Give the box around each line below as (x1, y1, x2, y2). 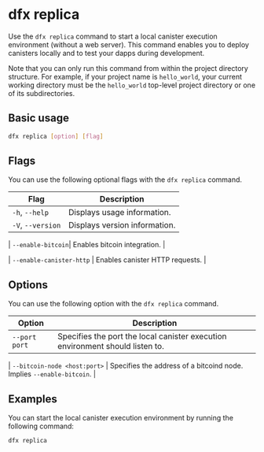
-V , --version (12, 220, 61, 231)
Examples (8, 392, 57, 406)
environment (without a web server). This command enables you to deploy (8, 39, 250, 49)
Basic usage (8, 112, 69, 125)
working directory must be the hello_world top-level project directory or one (8, 80, 256, 90)
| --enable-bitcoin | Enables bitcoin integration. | (8, 240, 166, 250)
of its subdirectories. (8, 88, 75, 98)
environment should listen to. (57, 341, 165, 352)
